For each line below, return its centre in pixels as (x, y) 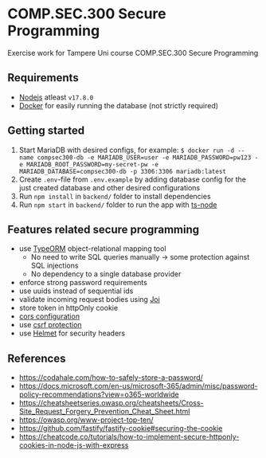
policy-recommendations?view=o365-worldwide (99, 394)
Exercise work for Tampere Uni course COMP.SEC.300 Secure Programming (133, 53)
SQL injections (55, 266)
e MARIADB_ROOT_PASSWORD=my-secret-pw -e (88, 164)
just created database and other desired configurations (110, 187)
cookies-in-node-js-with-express (74, 445)
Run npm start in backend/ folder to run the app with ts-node (118, 205)
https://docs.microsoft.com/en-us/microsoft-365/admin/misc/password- (138, 386)
